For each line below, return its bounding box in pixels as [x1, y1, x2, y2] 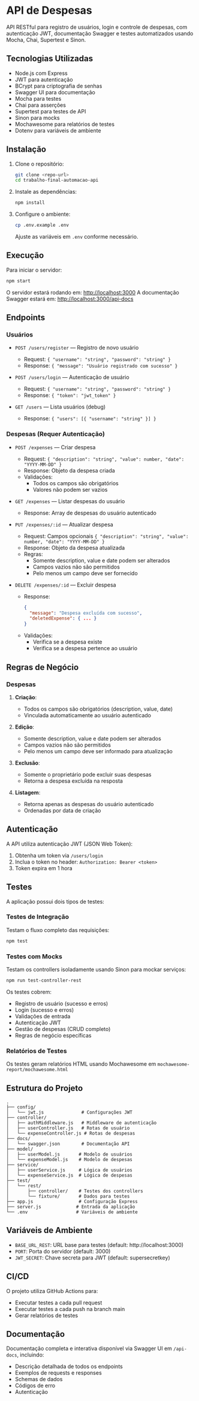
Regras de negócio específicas [14, 1032, 92, 1039]
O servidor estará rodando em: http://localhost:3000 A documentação [6, 288, 180, 296]
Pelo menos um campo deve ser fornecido [32, 569, 138, 576]
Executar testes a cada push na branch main [14, 1305, 125, 1312]
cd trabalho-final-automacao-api [14, 178, 99, 184]
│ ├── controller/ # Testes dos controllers [6, 1188, 144, 1194]
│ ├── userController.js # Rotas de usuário [6, 1125, 130, 1131]
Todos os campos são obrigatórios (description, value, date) [23, 705, 173, 712]
